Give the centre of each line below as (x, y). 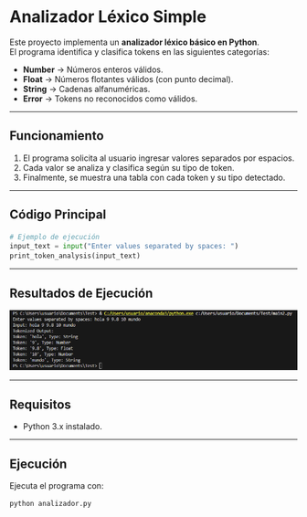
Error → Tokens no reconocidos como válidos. (110, 99)
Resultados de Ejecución (81, 293)
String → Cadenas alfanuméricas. (86, 89)
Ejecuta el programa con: (57, 485)
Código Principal (58, 215)
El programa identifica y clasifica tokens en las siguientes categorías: (139, 51)
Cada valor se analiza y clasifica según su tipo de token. (128, 167)
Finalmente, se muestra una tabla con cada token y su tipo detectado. (154, 177)
